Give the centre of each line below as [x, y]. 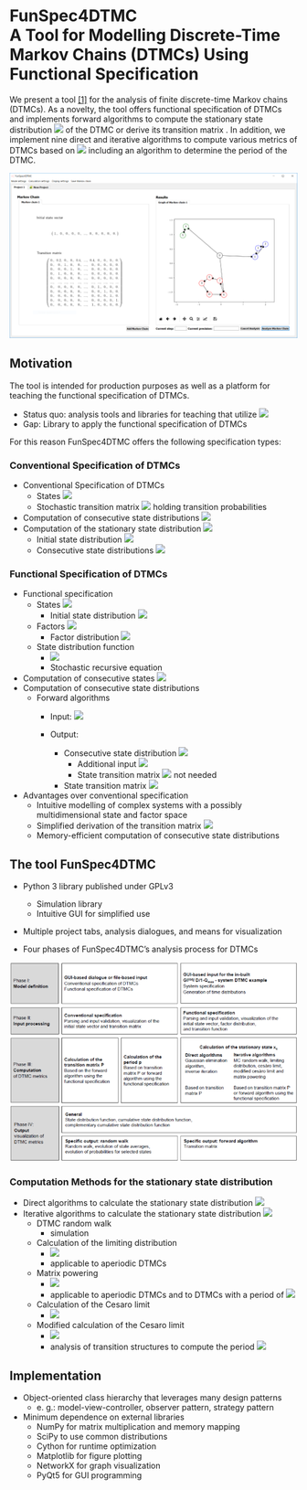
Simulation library [69, 904]
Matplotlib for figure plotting [89, 1456]
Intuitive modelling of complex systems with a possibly [139, 805]
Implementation [56, 1375]
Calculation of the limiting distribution [107, 1243]
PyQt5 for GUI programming [89, 1475]
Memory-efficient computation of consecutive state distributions [158, 835]
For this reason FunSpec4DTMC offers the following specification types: [145, 442]
